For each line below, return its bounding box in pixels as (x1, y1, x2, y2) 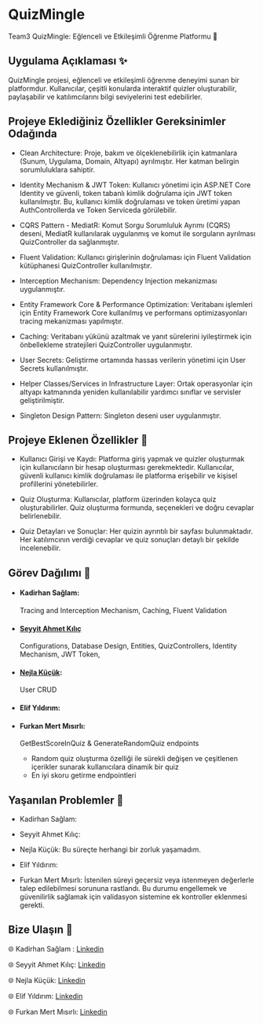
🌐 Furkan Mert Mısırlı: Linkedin (8, 1007, 108, 1016)
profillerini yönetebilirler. (19, 479, 98, 489)
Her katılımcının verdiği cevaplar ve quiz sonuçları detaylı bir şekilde (19, 535, 239, 545)
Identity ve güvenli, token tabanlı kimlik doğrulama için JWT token (19, 188, 232, 198)
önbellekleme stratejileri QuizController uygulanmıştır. (19, 340, 193, 349)
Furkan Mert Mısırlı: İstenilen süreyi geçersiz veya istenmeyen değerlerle (19, 875, 255, 885)
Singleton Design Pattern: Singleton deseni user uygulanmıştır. (19, 411, 221, 420)
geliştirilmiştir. (19, 395, 65, 405)
